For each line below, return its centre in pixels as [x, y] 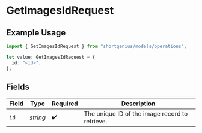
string [38, 117]
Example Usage [36, 33]
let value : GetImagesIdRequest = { [51, 57]
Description [138, 104]
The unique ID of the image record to [136, 114]
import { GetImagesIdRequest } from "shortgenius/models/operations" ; [96, 46]
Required [65, 104]
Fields [18, 87]
